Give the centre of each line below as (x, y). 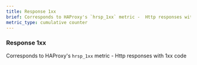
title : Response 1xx (31, 11)
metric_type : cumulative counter (47, 22)
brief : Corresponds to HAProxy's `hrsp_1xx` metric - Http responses (94, 17)
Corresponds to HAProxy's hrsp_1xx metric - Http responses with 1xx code (96, 56)
